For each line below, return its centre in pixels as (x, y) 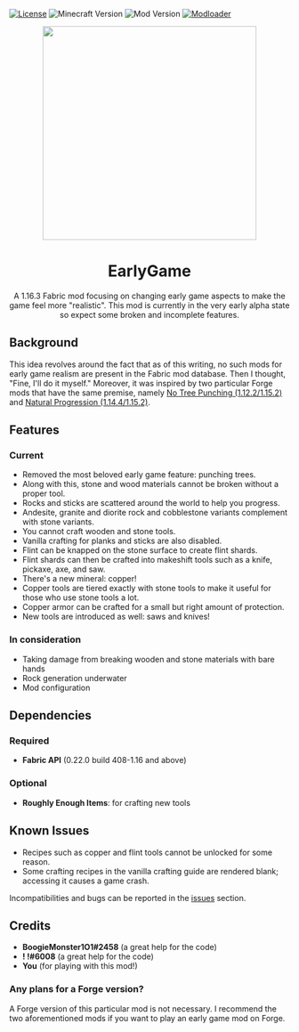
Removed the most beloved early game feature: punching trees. (139, 475)
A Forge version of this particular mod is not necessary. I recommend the (143, 1008)
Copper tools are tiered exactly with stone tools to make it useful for (146, 589)
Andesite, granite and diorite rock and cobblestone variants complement (154, 513)
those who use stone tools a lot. (81, 597)
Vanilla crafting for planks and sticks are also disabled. (122, 541)
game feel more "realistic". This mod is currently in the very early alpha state (149, 305)
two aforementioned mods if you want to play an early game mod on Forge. (147, 1018)
